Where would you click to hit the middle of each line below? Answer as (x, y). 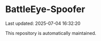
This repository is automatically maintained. (51, 33)
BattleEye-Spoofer (45, 9)
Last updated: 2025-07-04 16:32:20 (43, 23)
